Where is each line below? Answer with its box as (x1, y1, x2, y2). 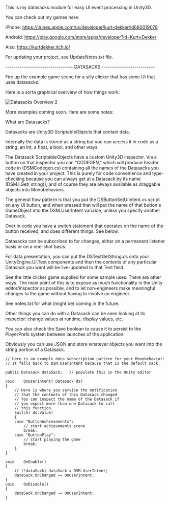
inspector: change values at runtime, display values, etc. (5, 316, 124, 322)
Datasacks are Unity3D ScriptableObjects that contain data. (5, 129, 130, 135)
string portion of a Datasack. (5, 346, 65, 353)
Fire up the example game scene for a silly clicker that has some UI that (5, 74, 155, 80)
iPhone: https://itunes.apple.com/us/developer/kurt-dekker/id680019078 (5, 24, 158, 30)
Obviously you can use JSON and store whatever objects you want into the (5, 341, 162, 347)
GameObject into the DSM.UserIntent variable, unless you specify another (5, 207, 160, 213)
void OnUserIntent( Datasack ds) (5, 379, 83, 384)
